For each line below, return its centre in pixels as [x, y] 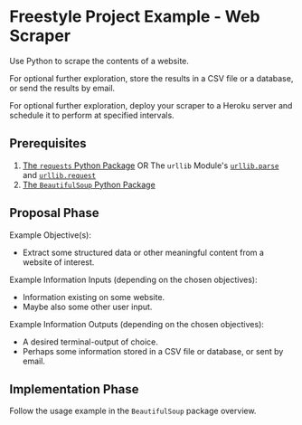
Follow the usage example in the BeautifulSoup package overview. [133, 411]
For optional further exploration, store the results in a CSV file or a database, [151, 78]
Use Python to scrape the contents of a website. [99, 61]
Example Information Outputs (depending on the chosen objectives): [137, 324]
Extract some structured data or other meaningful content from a [143, 252]
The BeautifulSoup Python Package [89, 184]
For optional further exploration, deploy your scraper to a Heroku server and [151, 105]
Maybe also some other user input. [87, 307]
